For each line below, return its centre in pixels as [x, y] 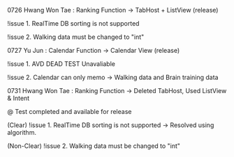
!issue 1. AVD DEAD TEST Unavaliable [61, 64]
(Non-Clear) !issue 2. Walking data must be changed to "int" [94, 146]
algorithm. [22, 132]
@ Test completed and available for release [70, 111]
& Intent [19, 98]
